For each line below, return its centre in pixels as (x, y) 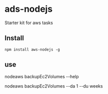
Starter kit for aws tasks (29, 23)
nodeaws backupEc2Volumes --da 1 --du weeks (54, 86)
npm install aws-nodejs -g (32, 49)
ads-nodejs (29, 9)
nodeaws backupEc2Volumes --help (42, 76)
